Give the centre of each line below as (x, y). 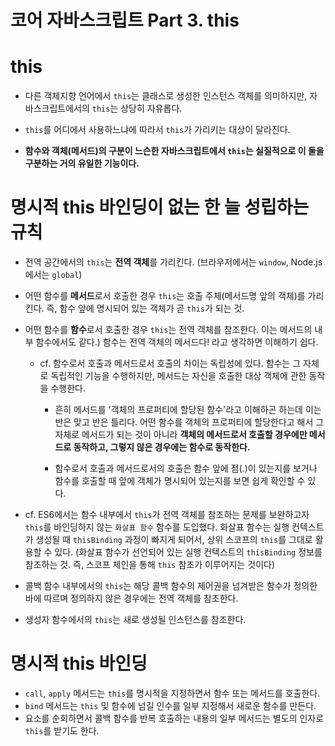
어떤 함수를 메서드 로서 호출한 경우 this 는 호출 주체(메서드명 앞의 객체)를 (165, 296)
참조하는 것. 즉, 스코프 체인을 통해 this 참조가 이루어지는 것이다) (150, 565)
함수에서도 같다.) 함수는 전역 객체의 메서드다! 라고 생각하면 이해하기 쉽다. (177, 342)
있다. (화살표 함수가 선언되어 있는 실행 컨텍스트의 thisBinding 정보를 (188, 552)
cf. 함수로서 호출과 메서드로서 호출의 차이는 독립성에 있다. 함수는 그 (170, 363)
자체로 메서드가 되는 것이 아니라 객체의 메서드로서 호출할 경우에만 (181, 435)
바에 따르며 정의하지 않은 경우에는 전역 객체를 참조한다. (131, 598)
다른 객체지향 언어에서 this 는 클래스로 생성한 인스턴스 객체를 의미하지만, (166, 96)
